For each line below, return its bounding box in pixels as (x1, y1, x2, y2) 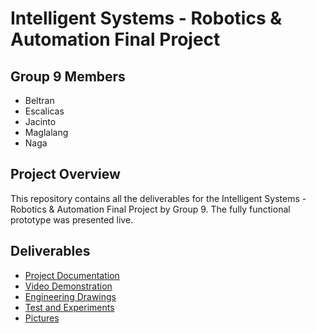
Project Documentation (24, 269, 120, 281)
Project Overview (10, 166, 121, 183)
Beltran (24, 95, 55, 106)
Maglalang (24, 127, 69, 138)
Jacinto (24, 116, 57, 127)
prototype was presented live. (10, 213, 134, 226)
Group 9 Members (10, 68, 126, 85)
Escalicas (24, 105, 65, 117)
